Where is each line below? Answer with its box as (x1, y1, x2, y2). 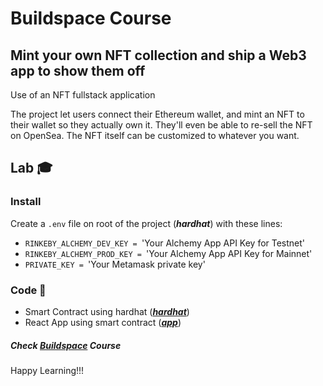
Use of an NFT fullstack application (10, 89, 156, 101)
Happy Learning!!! (10, 364, 85, 376)
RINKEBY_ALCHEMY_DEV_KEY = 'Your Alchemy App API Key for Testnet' (24, 237, 306, 249)
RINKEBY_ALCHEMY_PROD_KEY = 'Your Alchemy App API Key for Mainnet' (24, 247, 313, 259)
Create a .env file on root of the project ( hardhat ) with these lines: (10, 217, 283, 229)
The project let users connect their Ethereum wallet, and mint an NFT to (10, 108, 305, 120)
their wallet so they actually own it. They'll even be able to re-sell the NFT (10, 119, 313, 131)
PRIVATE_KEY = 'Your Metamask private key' (24, 258, 206, 270)
